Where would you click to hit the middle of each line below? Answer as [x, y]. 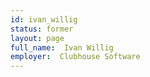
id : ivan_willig [44, 19]
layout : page [37, 38]
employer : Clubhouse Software [75, 57]
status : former [42, 29]
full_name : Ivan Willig [62, 47]
